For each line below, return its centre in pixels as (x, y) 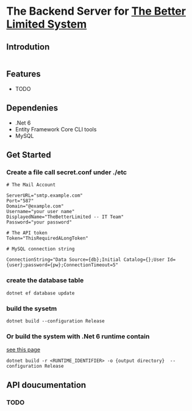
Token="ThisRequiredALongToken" (47, 238)
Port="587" (20, 201)
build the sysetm (32, 308)
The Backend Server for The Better (96, 11)
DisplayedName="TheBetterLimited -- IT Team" (65, 217)
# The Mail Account (31, 185)
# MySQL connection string (41, 249)
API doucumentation (46, 385)
